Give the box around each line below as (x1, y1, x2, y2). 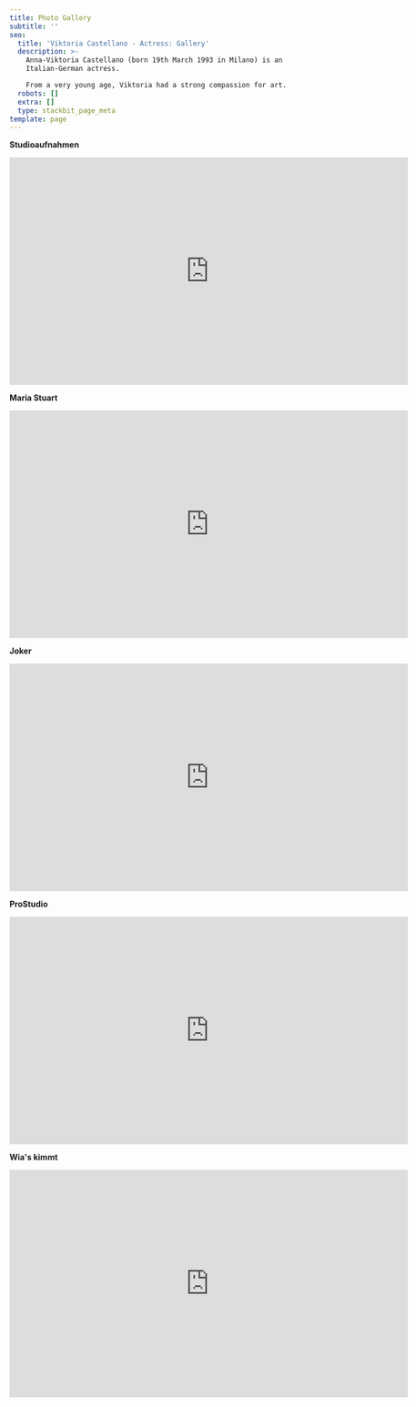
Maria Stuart (9, 392, 58, 403)
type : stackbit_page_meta (17, 106, 117, 115)
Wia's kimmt (9, 1152, 58, 1163)
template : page (9, 115, 67, 124)
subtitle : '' (9, 22, 59, 31)
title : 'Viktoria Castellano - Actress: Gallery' (17, 38, 209, 48)
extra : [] (17, 97, 55, 106)
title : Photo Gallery (9, 13, 92, 23)
